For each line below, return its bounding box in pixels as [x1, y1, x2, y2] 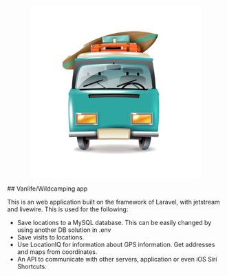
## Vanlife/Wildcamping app [7, 184, 88, 193]
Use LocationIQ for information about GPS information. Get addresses [17, 240, 215, 248]
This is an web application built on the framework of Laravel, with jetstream [7, 198, 220, 206]
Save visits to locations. [17, 233, 85, 241]
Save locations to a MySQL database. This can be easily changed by [17, 219, 212, 226]
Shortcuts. [17, 262, 47, 270]
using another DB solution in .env [17, 226, 111, 234]
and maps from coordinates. [17, 248, 98, 256]
